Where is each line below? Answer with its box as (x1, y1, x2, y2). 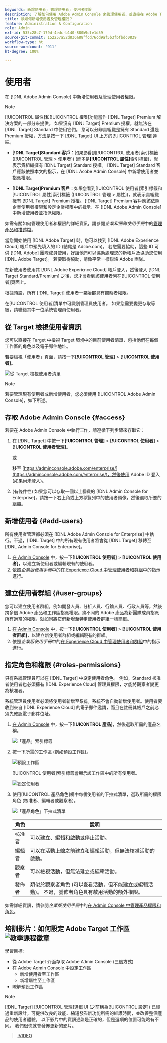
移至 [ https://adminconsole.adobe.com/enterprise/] (12, 465, 118, 471)
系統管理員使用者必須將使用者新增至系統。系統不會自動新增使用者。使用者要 (5, 698, 162, 704)
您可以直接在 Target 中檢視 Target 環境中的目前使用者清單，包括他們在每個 (5, 337, 159, 343)
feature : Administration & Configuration (5, 21, 92, 26)
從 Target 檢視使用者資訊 (5, 323, 82, 331)
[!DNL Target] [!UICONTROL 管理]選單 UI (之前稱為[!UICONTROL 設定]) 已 (5, 1004, 156, 1010)
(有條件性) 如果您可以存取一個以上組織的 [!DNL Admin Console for (12, 488, 148, 494)
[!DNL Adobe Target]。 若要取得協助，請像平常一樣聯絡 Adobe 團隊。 (5, 256, 148, 262)
